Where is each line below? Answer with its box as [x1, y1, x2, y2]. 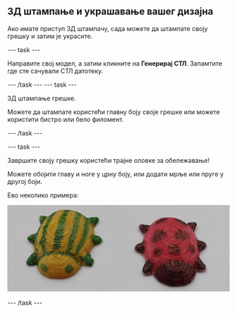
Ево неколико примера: [7, 190, 79, 200]
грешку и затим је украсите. [7, 32, 93, 40]
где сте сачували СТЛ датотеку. [7, 66, 104, 75]
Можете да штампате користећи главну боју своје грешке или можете [7, 107, 220, 116]
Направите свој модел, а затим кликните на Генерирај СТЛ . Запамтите [7, 59, 223, 68]
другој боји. [7, 177, 42, 185]
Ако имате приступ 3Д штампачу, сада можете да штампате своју [7, 24, 208, 32]
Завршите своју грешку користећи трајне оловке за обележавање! [7, 156, 210, 164]
